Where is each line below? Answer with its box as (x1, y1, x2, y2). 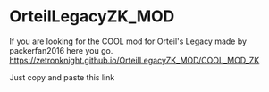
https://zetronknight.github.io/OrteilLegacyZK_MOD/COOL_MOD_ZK (9, 54, 260, 65)
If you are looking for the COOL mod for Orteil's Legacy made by (9, 36, 248, 46)
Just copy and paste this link (9, 71, 115, 82)
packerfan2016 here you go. (9, 45, 113, 55)
